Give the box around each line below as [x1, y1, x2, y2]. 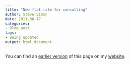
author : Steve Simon [5, 12, 48, 17]
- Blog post [5, 26, 30, 31]
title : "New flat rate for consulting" [5, 7, 88, 12]
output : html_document [5, 40, 52, 45]
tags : [5, 30, 16, 35]
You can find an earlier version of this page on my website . [5, 53, 126, 59]
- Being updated [5, 35, 39, 40]
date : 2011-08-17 [5, 16, 41, 21]
